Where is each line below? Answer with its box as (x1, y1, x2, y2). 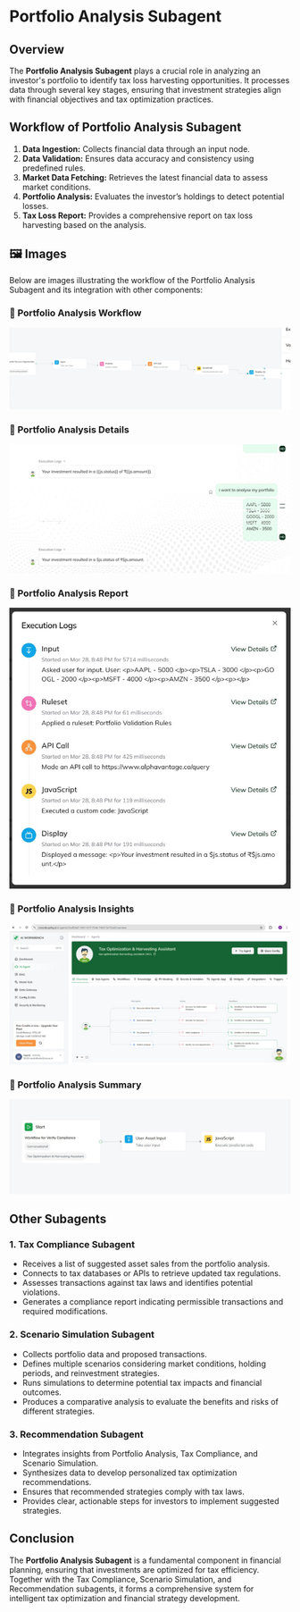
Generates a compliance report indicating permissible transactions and (21, 1297, 284, 1307)
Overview (9, 42, 65, 57)
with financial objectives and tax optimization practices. (9, 94, 214, 105)
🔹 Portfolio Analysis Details (9, 423, 129, 435)
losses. (21, 200, 49, 211)
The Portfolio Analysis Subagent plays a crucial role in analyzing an (9, 65, 261, 76)
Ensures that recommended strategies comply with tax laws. (21, 1486, 246, 1498)
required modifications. (21, 1306, 109, 1317)
